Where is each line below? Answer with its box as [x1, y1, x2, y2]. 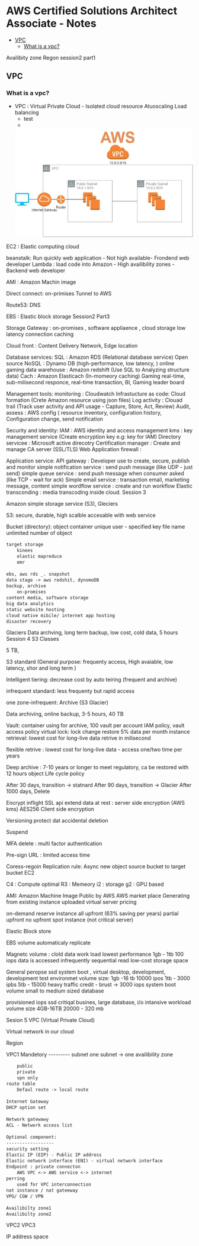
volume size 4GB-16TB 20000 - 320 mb [6, 1005, 104, 1012]
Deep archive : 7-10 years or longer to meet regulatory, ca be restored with [6, 764, 189, 771]
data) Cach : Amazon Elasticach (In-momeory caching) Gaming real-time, [6, 372, 185, 380]
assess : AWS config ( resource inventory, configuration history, [6, 409, 162, 416]
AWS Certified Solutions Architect [6, 4, 178, 18]
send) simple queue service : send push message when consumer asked [6, 470, 185, 477]
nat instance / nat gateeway [6, 1187, 78, 1194]
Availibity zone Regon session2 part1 [6, 54, 96, 61]
